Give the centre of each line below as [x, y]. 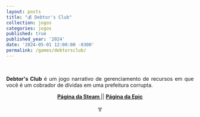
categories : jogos [29, 28]
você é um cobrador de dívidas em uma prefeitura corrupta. [79, 85]
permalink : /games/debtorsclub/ [46, 50]
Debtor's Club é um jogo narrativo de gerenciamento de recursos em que [100, 78]
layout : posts [24, 12]
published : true [26, 34]
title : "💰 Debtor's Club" [39, 17]
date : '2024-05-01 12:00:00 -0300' [50, 45]
